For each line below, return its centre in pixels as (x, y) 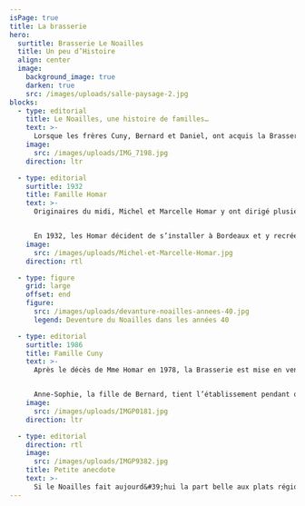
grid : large (48, 286)
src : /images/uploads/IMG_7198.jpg (101, 153)
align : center (44, 60)
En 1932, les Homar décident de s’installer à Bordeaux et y (152, 236)
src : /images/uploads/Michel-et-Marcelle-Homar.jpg (133, 253)
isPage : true (34, 18)
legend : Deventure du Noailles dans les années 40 (131, 320)
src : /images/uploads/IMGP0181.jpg (101, 411)
